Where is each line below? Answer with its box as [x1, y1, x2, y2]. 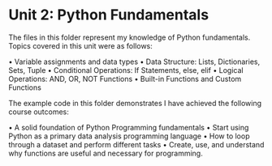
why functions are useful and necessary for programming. [8, 148, 203, 158]
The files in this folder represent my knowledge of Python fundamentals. [8, 32, 251, 42]
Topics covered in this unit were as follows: [8, 40, 153, 50]
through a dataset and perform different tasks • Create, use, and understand [8, 139, 265, 149]
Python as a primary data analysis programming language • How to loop [8, 131, 250, 141]
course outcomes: [8, 107, 69, 117]
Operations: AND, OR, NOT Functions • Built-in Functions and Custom [8, 74, 242, 83]
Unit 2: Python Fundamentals [8, 6, 209, 24]
